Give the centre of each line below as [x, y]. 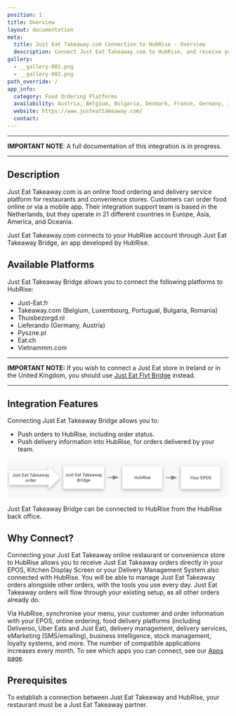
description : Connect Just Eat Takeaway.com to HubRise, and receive [117, 52]
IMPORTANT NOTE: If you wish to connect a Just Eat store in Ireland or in [114, 367]
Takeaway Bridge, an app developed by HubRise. [78, 242]
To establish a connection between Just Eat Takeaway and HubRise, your [113, 697]
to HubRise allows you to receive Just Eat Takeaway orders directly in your [115, 563]
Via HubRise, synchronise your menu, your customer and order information [116, 613]
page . [16, 658]
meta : [15, 37]
